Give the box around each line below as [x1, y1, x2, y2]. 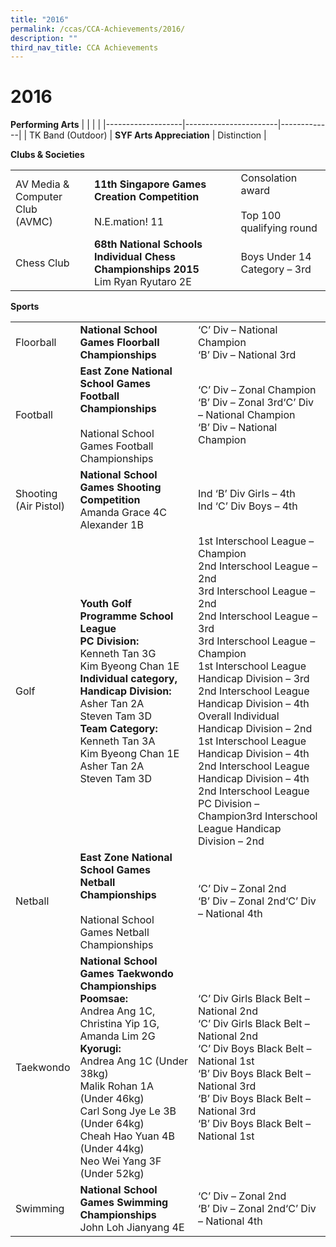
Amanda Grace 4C [79, 506, 167, 520]
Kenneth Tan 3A [79, 734, 156, 748]
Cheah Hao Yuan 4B [79, 1129, 175, 1143]
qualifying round [240, 221, 318, 235]
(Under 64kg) [79, 1117, 145, 1131]
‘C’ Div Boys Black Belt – [198, 1042, 312, 1056]
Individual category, [79, 672, 178, 686]
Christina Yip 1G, [79, 1017, 160, 1031]
